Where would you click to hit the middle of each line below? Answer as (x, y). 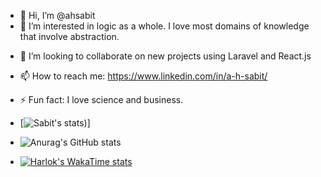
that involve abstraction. (69, 36)
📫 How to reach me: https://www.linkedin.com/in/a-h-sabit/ (143, 76)
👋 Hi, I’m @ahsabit (57, 15)
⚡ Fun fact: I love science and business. (101, 99)
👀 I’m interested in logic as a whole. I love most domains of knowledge (164, 26)
